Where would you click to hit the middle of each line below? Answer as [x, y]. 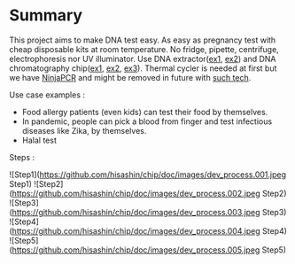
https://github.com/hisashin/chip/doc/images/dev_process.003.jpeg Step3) [149, 212]
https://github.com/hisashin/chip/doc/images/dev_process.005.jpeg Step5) [149, 250]
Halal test [39, 140]
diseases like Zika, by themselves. [84, 130]
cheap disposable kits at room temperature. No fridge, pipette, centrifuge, [144, 49]
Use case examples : [47, 95]
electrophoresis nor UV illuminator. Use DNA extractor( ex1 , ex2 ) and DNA [143, 58]
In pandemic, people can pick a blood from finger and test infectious [147, 121]
